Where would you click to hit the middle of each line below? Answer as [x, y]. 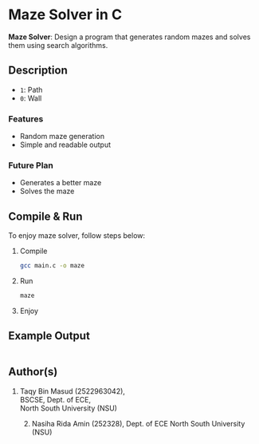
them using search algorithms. [58, 45]
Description [38, 71]
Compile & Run [45, 216]
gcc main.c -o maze [52, 266]
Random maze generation [62, 137]
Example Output [49, 336]
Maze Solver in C [65, 15]
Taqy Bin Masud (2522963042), [73, 391]
